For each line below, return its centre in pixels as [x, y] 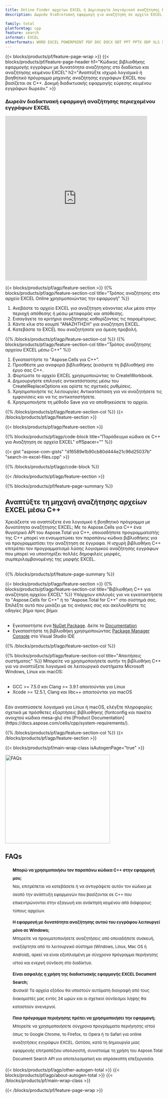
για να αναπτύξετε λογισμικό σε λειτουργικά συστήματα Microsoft [75, 666]
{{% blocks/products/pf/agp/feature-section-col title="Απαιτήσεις [73, 655]
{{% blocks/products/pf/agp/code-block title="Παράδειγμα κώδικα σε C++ [83, 437]
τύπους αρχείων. [29, 911]
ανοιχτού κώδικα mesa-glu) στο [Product [48, 717]
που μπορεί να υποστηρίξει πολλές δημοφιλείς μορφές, [63, 554]
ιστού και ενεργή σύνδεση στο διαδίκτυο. [52, 963]
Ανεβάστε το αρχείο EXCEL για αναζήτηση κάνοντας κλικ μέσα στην [84, 308]
